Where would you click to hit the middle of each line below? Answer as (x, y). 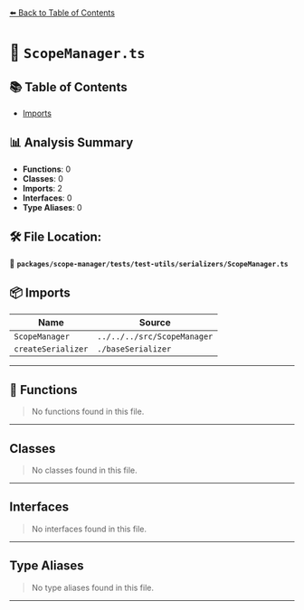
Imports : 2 (43, 188)
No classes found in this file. (84, 470)
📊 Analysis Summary (71, 143)
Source (155, 323)
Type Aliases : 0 (52, 207)
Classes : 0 (43, 178)
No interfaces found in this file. (89, 529)
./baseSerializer (134, 349)
